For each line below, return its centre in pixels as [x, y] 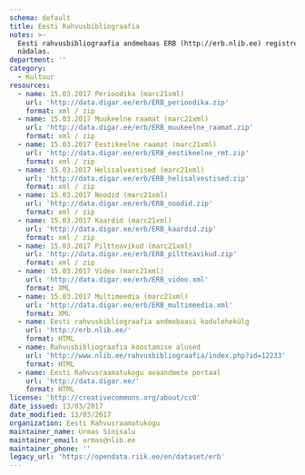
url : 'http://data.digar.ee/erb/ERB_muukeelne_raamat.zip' [140, 128]
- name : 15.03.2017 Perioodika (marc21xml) [101, 94]
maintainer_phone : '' [50, 449]
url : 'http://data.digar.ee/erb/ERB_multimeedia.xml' [129, 305]
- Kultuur [36, 77]
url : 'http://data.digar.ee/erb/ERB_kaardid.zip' [122, 229]
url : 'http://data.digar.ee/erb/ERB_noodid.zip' [119, 204]
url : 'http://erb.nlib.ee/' [79, 331]
